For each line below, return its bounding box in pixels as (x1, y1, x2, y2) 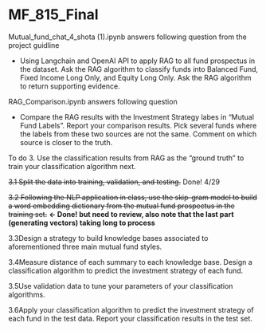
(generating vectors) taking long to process (8, 218, 155, 227)
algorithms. (8, 290, 45, 299)
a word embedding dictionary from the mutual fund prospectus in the (8, 201, 235, 211)
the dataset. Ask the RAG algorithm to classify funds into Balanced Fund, (19, 64, 259, 73)
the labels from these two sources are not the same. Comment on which (19, 129, 257, 139)
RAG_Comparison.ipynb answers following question (8, 97, 178, 106)
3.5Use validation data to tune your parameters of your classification (8, 281, 233, 290)
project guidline (8, 40, 60, 49)
